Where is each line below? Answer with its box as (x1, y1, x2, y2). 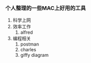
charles (20, 47, 37, 53)
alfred (20, 29, 33, 35)
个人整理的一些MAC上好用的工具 (5, 4, 86, 11)
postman (20, 41, 39, 47)
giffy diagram (20, 52, 49, 58)
